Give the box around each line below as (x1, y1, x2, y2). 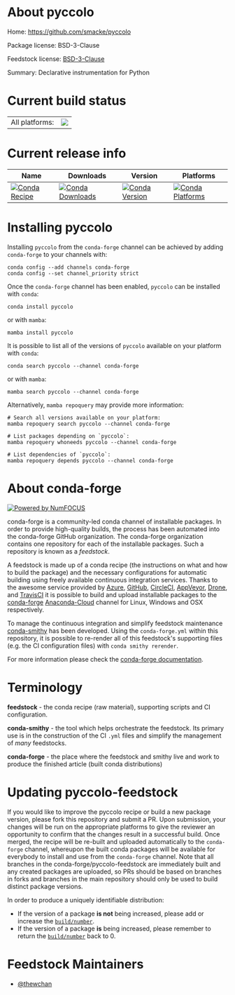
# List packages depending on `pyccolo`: (7, 432, 130, 439)
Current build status (7, 93, 127, 109)
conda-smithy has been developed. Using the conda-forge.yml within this (7, 626, 219, 635)
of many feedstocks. (7, 738, 67, 747)
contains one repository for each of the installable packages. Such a (7, 540, 204, 548)
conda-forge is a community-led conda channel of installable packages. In (7, 517, 222, 526)
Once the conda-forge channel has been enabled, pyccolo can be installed (7, 282, 220, 291)
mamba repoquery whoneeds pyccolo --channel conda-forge (7, 439, 177, 446)
